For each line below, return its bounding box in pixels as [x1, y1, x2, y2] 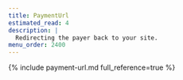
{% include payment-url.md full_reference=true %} [8, 63, 176, 72]
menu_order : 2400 [8, 41, 66, 49]
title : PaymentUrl [8, 11, 69, 20]
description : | [8, 26, 59, 34]
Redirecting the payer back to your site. [15, 33, 158, 42]
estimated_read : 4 [8, 19, 69, 27]
